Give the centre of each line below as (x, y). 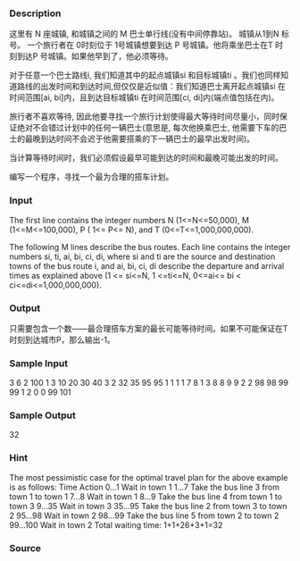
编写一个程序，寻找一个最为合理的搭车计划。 (92, 177)
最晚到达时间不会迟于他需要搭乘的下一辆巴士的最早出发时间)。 (140, 139)
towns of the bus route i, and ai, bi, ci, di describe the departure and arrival (147, 265)
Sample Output (42, 415)
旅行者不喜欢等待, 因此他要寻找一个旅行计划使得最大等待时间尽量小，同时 (144, 117)
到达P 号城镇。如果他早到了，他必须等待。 (95, 56)
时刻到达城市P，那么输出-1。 (62, 339)
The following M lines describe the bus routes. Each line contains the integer (150, 247)
